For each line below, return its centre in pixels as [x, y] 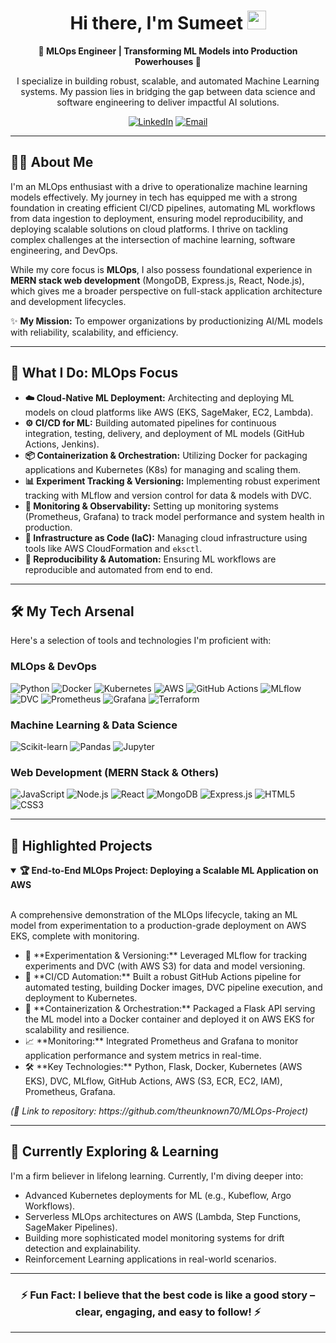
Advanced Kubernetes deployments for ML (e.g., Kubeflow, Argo [158, 1195]
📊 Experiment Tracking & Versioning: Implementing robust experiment [172, 481]
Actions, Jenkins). [62, 444]
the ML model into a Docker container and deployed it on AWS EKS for [169, 1019]
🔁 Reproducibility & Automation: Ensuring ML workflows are [150, 559]
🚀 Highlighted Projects [81, 845]
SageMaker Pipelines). [71, 1227]
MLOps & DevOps [53, 667]
